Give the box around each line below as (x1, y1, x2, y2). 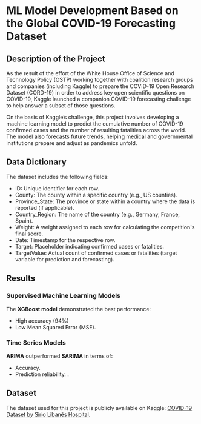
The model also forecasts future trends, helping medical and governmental (6, 133, 193, 140)
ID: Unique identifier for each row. (15, 184, 100, 192)
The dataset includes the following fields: (6, 173, 109, 180)
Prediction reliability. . (15, 371, 70, 378)
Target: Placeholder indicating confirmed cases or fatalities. (15, 243, 165, 250)
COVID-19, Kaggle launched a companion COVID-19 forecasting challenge (6, 95, 191, 103)
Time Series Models (6, 338, 67, 347)
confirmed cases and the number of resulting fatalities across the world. (6, 127, 186, 133)
